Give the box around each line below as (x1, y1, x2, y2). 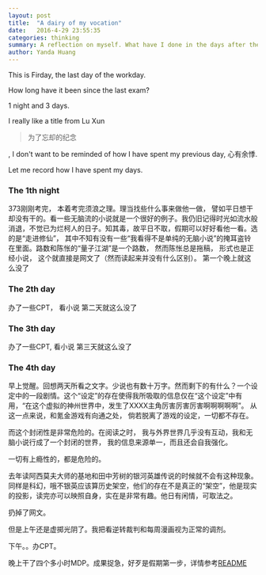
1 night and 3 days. (8, 101, 70, 110)
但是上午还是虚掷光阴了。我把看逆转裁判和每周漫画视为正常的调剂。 (8, 524, 230, 535)
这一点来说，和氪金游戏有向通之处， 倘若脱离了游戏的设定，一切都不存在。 (8, 411, 253, 421)
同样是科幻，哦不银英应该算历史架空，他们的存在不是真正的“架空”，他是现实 (8, 481, 257, 491)
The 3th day (8, 322, 55, 333)
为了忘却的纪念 (27, 132, 77, 142)
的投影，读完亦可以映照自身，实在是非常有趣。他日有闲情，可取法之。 (8, 491, 237, 501)
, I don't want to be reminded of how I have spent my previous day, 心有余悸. (8, 150, 258, 158)
